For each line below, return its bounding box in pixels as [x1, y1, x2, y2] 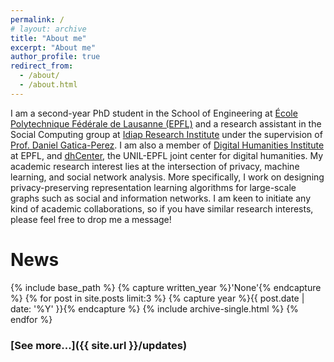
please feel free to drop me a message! [10, 213, 172, 225]
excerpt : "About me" [10, 42, 97, 53]
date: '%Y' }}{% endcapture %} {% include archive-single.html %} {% [10, 302, 299, 315]
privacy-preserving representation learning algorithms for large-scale [10, 181, 297, 193]
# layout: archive [10, 24, 87, 34]
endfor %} [10, 313, 53, 325]
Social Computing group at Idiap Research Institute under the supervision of [10, 128, 323, 140]
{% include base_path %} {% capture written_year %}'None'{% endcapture [10, 281, 322, 293]
